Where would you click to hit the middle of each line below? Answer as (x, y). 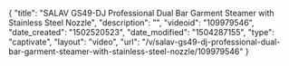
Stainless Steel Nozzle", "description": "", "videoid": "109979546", (131, 23)
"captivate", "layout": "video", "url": (74, 42)
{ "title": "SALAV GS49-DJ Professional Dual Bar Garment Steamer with (141, 13)
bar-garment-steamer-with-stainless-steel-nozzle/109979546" (126, 52)
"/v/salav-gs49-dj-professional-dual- (211, 42)
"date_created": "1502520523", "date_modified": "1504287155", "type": (142, 32)
